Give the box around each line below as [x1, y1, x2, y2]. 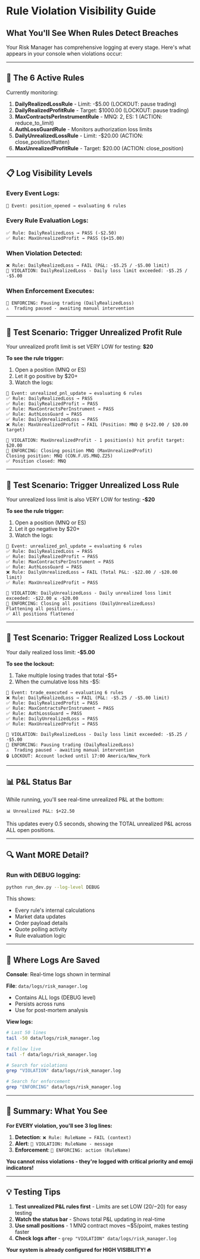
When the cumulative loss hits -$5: [14, 678, 101, 685]
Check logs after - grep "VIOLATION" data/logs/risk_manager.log [14, 1235, 177, 1242]
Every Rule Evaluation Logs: [6, 216, 89, 225]
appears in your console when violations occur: [6, 50, 123, 57]
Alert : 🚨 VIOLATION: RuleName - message [14, 1140, 114, 1147]
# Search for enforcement [6, 1078, 70, 1085]
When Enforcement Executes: [6, 287, 95, 295]
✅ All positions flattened [6, 611, 74, 617]
